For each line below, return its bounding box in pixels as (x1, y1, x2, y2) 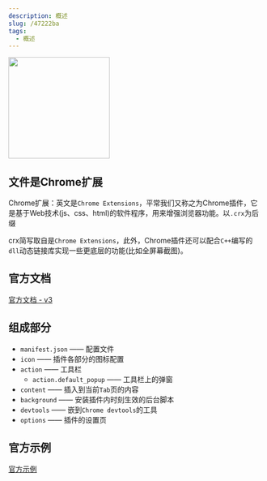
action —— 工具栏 (19, 364, 83, 374)
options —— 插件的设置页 (19, 414, 107, 424)
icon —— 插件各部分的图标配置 (19, 354, 125, 363)
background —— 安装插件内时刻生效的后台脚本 (19, 394, 175, 404)
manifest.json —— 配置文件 (19, 344, 115, 354)
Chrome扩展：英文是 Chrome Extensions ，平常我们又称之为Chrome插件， (8, 198, 251, 208)
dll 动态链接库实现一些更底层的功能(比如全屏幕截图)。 (8, 246, 188, 256)
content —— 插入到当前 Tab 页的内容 (19, 384, 139, 394)
